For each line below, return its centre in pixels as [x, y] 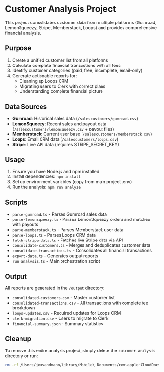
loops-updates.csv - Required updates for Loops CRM [66, 313]
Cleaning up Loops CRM [44, 81]
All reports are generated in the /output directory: [55, 288]
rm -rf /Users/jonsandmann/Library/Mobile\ [50, 365]
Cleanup [18, 339]
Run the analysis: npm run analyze [46, 187]
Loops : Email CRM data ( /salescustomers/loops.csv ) [65, 139]
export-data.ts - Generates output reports [55, 256]
